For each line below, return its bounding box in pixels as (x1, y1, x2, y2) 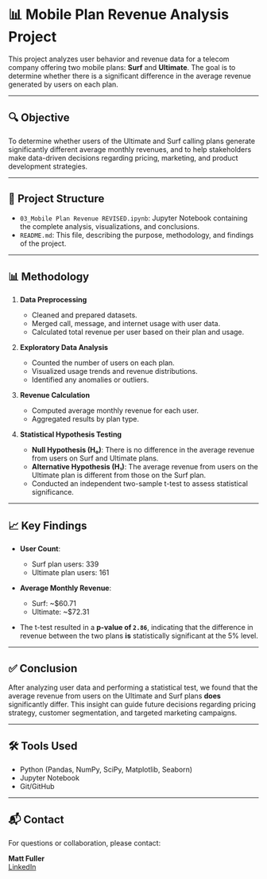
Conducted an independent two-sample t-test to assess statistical (31, 479, 249, 488)
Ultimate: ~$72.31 (31, 607, 90, 616)
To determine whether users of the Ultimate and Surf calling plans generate (8, 136, 256, 146)
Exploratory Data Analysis (19, 343, 109, 352)
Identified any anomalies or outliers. (31, 375, 149, 385)
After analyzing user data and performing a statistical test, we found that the (8, 683, 258, 692)
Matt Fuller (8, 854, 45, 863)
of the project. (19, 239, 67, 248)
